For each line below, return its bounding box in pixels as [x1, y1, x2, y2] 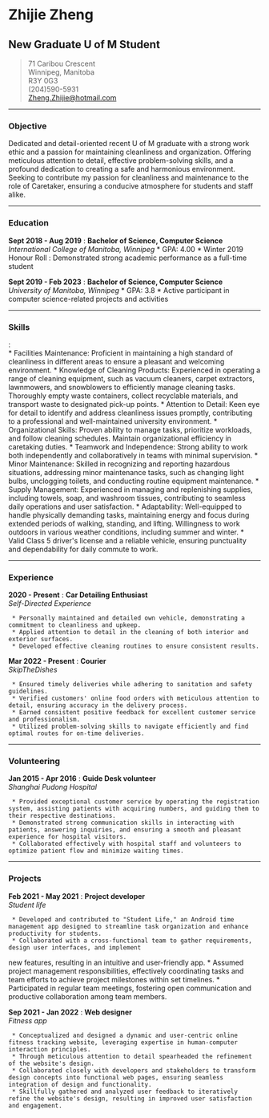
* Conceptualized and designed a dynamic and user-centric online [11, 1031, 239, 1039]
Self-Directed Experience [8, 599, 92, 608]
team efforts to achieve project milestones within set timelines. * [8, 974, 220, 984]
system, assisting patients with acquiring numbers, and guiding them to [8, 805, 260, 813]
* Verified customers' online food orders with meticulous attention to [11, 694, 260, 703]
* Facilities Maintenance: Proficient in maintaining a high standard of [8, 348, 234, 358]
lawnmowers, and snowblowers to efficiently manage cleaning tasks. [8, 382, 236, 392]
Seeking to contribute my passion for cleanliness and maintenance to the [8, 173, 250, 182]
